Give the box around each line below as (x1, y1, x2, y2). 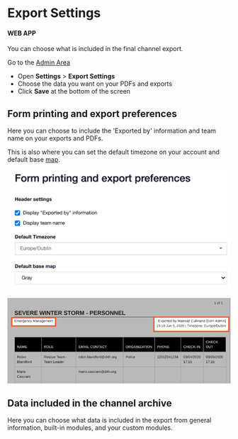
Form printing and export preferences (7, 108, 177, 120)
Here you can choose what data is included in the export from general (7, 416, 212, 425)
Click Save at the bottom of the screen (17, 87, 131, 96)
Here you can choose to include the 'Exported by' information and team (7, 126, 217, 135)
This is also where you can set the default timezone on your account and (7, 148, 220, 157)
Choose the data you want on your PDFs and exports (17, 79, 172, 88)
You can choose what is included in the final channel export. (7, 45, 183, 53)
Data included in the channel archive (7, 397, 172, 409)
